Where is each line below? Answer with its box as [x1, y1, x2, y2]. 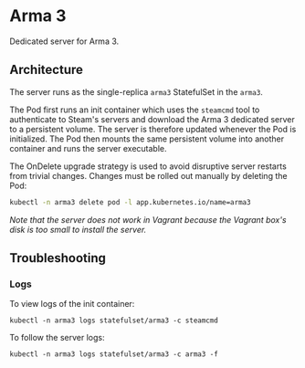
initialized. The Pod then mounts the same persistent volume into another [9, 133, 285, 144]
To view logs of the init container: [9, 299, 135, 310]
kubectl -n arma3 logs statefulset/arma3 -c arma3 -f [9, 350, 219, 359]
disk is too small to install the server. [9, 224, 147, 235]
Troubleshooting [9, 250, 107, 266]
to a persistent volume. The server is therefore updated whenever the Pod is [9, 123, 297, 134]
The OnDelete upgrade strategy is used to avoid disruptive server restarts [9, 161, 288, 172]
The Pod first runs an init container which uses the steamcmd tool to [9, 104, 260, 115]
